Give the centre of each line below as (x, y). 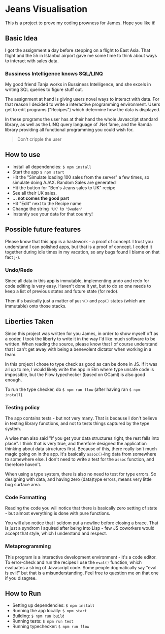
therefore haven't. (23, 465)
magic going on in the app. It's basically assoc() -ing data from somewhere (81, 454)
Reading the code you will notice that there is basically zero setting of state (81, 508)
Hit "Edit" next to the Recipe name (47, 203)
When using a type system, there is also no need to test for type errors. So (81, 474)
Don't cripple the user (39, 139)
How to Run (23, 594)
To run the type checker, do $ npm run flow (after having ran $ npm (73, 389)
